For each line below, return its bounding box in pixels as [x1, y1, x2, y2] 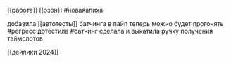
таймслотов [7, 34, 44, 43]
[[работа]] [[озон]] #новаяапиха [7, 6, 104, 14]
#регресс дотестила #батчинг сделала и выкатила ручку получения [7, 27, 213, 35]
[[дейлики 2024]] [7, 48, 59, 56]
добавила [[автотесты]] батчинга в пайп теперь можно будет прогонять [7, 20, 224, 27]
